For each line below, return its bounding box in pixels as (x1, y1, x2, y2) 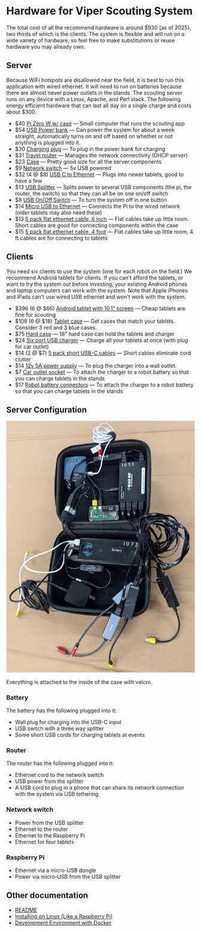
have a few (14, 177, 42, 184)
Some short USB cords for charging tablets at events (14, 731, 145, 739)
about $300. (6, 108, 37, 115)
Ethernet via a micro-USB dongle (14, 867, 96, 874)
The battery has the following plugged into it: (6, 707, 117, 714)
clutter (14, 355, 31, 363)
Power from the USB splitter (14, 819, 84, 826)
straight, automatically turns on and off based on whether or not (14, 132, 173, 140)
